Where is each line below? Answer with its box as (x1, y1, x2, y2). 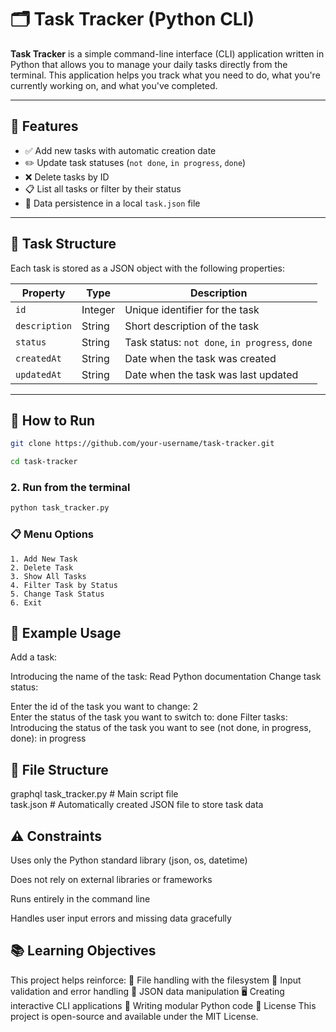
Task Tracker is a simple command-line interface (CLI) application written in (10, 47, 325, 60)
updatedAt (15, 369, 62, 380)
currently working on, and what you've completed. (10, 79, 218, 91)
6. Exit (10, 597, 43, 608)
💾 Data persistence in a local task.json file (24, 197, 201, 209)
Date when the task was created (124, 351, 277, 365)
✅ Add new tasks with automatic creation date (24, 144, 217, 156)
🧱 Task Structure (10, 236, 117, 253)
